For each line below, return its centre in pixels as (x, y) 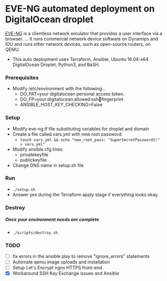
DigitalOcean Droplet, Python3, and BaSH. (56, 64)
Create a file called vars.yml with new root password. (68, 134)
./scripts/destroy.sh (35, 233)
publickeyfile (33, 160)
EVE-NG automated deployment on (80, 9)
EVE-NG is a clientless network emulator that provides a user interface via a (84, 33)
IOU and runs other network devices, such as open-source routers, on (78, 44)
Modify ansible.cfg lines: (38, 149)
